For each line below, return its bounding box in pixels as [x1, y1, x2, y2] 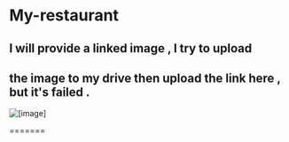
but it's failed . [9, 84, 90, 99]
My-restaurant [9, 5, 120, 26]
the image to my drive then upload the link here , [9, 70, 281, 85]
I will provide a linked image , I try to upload [9, 41, 253, 56]
